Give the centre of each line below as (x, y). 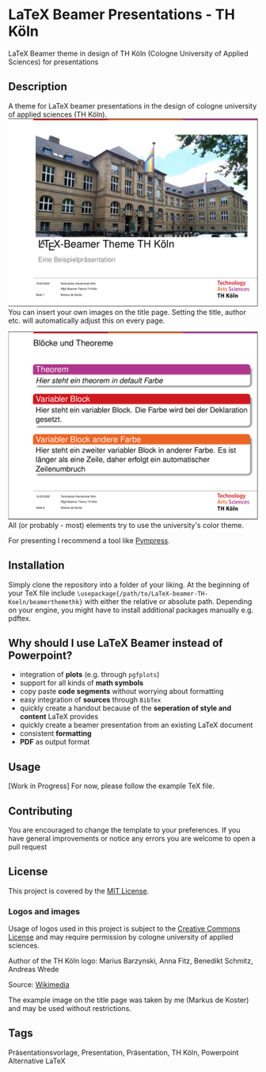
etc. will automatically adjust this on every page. (87, 320)
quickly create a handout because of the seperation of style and (125, 708)
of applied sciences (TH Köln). (58, 114)
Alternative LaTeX (37, 1061)
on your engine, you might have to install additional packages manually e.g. (131, 610)
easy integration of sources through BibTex (90, 700)
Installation (36, 566)
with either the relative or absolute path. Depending (168, 601)
